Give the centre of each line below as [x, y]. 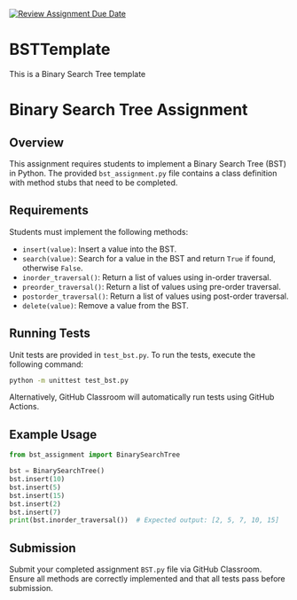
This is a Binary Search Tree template [78, 74]
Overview [37, 142]
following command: [47, 364]
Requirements [49, 210]
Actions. [24, 407]
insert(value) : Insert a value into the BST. [99, 249]
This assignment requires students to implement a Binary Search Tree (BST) [148, 163]
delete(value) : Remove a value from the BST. [105, 305]
